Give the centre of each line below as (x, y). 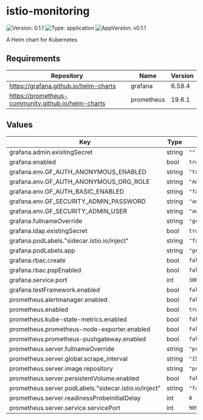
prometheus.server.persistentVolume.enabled (74, 378)
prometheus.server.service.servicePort (65, 408)
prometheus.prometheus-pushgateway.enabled (78, 339)
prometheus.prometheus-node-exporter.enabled (80, 329)
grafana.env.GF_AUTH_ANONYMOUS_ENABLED (78, 172)
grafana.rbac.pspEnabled (45, 270)
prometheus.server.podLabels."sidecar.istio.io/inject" (85, 388)
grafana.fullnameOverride (46, 221)
